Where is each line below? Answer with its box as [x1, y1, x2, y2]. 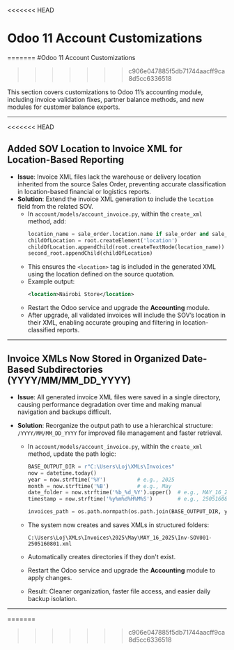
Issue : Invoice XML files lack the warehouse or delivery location [17, 172, 201, 181]
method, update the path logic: [27, 450, 116, 458]
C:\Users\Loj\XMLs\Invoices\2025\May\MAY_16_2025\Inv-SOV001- [27, 534, 212, 542]
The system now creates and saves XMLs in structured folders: [27, 521, 210, 529]
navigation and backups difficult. [17, 408, 111, 416]
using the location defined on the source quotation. [27, 270, 175, 279]
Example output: [27, 277, 75, 286]
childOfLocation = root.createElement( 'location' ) [27, 237, 178, 244]
